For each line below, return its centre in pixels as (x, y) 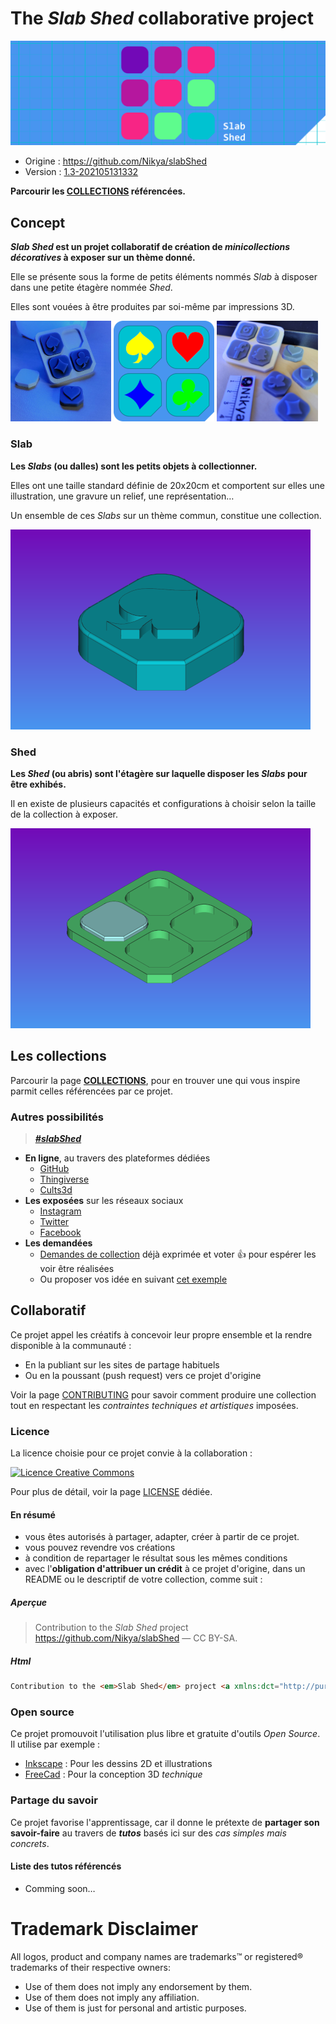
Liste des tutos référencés (66, 1866)
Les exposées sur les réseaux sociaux (104, 1201)
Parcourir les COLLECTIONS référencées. (98, 191)
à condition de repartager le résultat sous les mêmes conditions (156, 1558)
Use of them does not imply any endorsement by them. (138, 1986)
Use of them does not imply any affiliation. (112, 1997)
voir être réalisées (77, 1269)
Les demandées (58, 1243)
